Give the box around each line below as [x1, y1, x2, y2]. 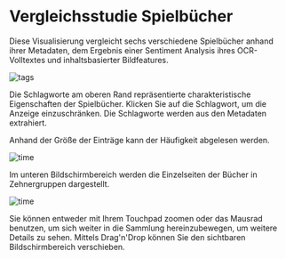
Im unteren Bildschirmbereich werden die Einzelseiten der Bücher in [9, 169, 258, 180]
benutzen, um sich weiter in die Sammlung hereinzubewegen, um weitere [9, 223, 278, 233]
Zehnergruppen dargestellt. [9, 178, 110, 189]
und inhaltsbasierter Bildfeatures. [47, 54, 169, 65]
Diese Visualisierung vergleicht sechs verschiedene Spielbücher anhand [9, 36, 274, 46]
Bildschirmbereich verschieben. [9, 241, 126, 252]
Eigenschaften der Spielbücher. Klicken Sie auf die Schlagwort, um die [9, 98, 267, 109]
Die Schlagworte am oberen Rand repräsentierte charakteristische [9, 89, 251, 100]
